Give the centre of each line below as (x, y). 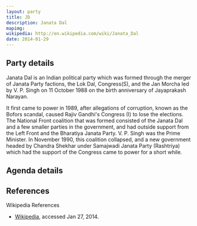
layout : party (24, 12)
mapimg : (16, 28)
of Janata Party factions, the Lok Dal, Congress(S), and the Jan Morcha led (98, 84)
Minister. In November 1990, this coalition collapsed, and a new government (98, 139)
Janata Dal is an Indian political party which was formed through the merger (98, 77)
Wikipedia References (33, 205)
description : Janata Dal (37, 23)
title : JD (18, 17)
